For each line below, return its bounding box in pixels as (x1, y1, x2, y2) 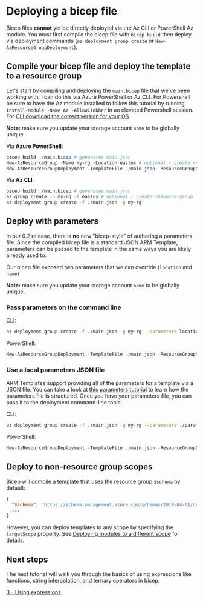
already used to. (6, 252, 47, 259)
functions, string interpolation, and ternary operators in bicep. (6, 577, 160, 584)
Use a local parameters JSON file (6, 366, 105, 374)
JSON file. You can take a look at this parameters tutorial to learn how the (6, 386, 189, 393)
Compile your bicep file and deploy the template (6, 61, 191, 72)
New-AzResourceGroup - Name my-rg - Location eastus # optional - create (6, 159, 190, 166)
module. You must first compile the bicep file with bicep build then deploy (6, 30, 192, 38)
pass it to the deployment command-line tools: (6, 399, 123, 406)
